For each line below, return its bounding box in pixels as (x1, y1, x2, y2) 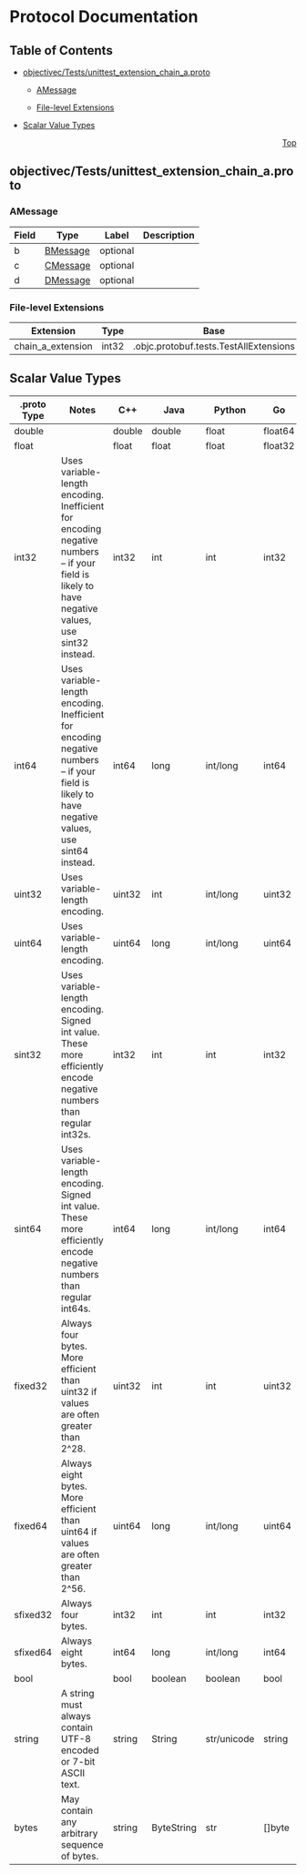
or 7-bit (60, 1755, 96, 1767)
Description (142, 229, 196, 241)
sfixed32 (14, 1608, 53, 1621)
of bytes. (60, 1849, 99, 1862)
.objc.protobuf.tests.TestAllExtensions (133, 340, 296, 352)
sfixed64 (14, 1645, 53, 1658)
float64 (263, 424, 295, 437)
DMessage (44, 273, 91, 286)
